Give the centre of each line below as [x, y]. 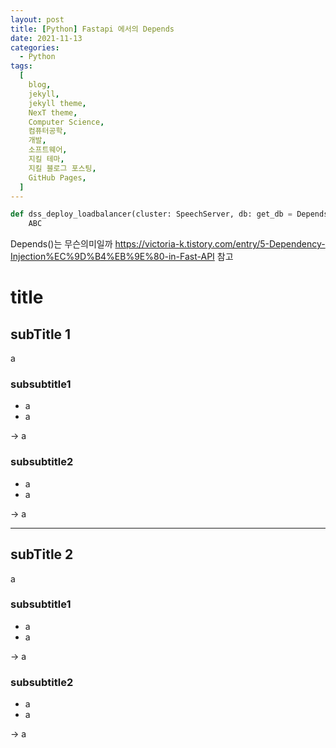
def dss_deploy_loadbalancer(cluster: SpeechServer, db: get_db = [151, 214]
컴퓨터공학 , [48, 131]
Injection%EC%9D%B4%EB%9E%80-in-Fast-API [112, 257]
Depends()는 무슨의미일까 [61, 244]
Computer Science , [66, 122]
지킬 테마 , [46, 159]
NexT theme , [53, 112]
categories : [35, 47]
